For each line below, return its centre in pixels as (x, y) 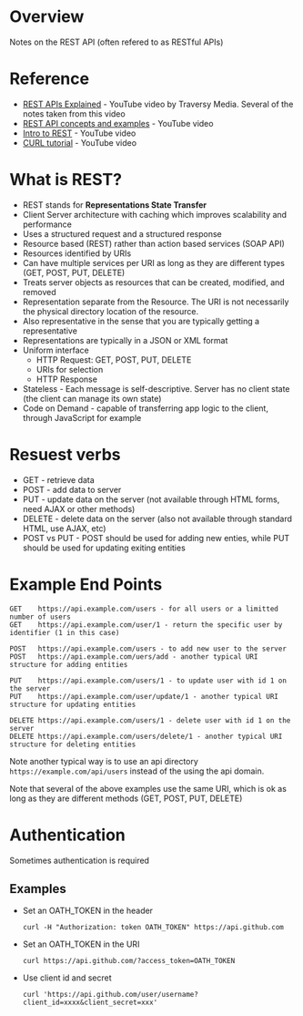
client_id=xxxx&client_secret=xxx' (90, 1003)
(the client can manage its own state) (92, 398)
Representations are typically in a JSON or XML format (125, 340)
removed (39, 292)
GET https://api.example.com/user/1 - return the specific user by (146, 625)
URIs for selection (70, 369)
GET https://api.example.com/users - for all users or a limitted (144, 609)
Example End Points (86, 584)
